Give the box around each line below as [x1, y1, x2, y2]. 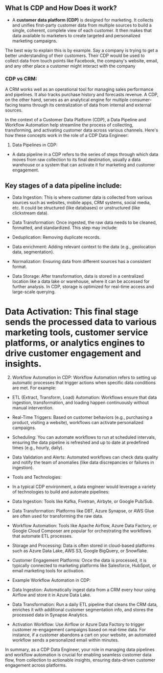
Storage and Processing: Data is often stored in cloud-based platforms [12, 542, 155, 548]
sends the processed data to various [5, 317, 157, 328]
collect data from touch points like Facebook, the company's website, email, [5, 57, 159, 63]
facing [5, 102, 18, 108]
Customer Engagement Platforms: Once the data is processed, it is [12, 557, 147, 563]
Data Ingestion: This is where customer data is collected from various [12, 194, 153, 200]
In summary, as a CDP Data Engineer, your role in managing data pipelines [5, 646, 155, 652]
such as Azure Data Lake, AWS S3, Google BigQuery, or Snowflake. [12, 547, 148, 554]
